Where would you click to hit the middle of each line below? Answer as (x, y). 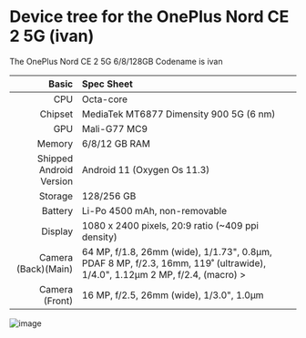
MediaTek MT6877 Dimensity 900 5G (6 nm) (178, 114)
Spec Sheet (107, 84)
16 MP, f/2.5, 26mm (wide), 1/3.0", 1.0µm (173, 295)
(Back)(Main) (45, 269)
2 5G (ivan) (52, 36)
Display (57, 231)
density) (99, 237)
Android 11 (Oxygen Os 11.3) (146, 169)
